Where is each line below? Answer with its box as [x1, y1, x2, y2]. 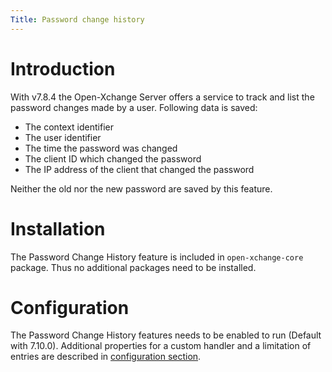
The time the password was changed [24, 142, 178, 154]
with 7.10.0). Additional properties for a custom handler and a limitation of [10, 340, 312, 352]
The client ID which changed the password [24, 152, 202, 165]
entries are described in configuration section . [10, 351, 202, 363]
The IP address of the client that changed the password [24, 163, 255, 175]
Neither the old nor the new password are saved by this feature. [10, 182, 273, 195]
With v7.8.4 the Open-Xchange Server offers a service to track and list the [10, 91, 315, 103]
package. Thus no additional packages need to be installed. [10, 261, 257, 273]
